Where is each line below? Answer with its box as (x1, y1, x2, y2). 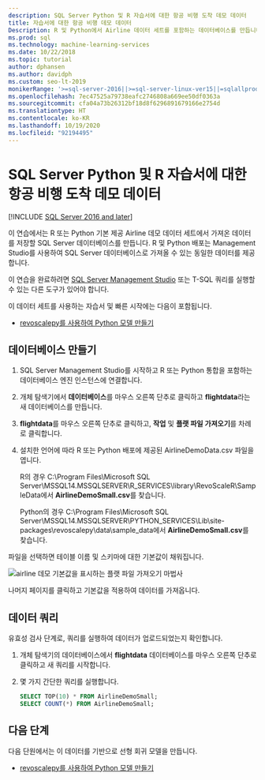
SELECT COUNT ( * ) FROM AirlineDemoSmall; (19, 700, 155, 708)
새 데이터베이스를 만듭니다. (19, 402, 103, 411)
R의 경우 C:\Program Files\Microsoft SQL (19, 472, 151, 482)
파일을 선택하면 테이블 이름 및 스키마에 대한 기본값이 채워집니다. (8, 552, 204, 561)
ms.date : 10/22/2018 (8, 48, 77, 56)
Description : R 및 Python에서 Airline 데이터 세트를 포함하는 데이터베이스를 (8, 26, 237, 34)
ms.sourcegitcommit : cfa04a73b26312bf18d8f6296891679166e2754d (8, 99, 221, 107)
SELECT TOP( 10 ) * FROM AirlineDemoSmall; (19, 692, 159, 701)
